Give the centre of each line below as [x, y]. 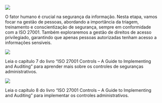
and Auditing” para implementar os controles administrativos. [67, 95]
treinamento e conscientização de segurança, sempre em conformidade [78, 27]
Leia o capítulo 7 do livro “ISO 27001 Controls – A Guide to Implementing [78, 61]
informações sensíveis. [28, 42]
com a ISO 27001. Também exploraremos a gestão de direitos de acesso [78, 32]
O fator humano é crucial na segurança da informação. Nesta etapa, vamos [81, 17]
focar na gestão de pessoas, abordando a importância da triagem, [72, 22]
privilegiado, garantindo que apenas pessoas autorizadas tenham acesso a [81, 37]
